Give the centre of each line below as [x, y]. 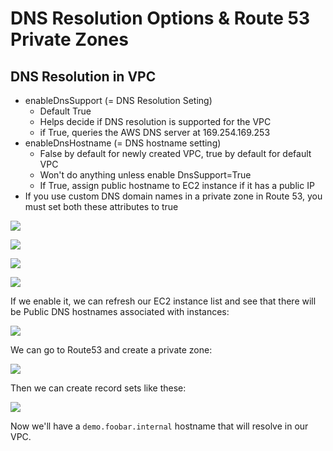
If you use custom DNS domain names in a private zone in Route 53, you [173, 196]
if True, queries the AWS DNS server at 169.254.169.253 [155, 132]
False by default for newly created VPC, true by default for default [175, 153]
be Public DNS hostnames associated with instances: [120, 311]
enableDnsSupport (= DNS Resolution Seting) [118, 100]
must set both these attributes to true [101, 206]
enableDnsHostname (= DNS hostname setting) [123, 143]
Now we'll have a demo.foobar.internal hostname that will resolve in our [159, 426]
